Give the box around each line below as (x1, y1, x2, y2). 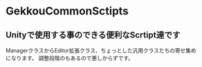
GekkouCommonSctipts (5, 4, 129, 18)
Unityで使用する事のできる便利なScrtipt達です (5, 30, 180, 40)
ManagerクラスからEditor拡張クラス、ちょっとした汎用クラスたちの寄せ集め (5, 47, 197, 54)
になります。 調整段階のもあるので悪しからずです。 (5, 54, 134, 62)
